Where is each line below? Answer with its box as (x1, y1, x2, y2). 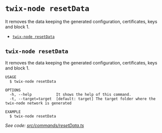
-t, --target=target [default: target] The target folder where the (9, 96, 156, 101)
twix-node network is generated (5, 101, 72, 106)
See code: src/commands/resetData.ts (5, 122, 84, 128)
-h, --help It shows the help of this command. (9, 92, 132, 97)
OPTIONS (5, 87, 21, 93)
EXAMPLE (5, 109, 21, 114)
